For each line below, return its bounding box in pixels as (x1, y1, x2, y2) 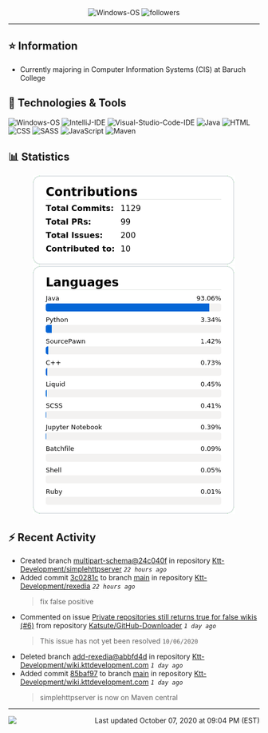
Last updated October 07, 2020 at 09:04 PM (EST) (94, 715, 260, 726)
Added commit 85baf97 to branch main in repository (19, 669, 193, 679)
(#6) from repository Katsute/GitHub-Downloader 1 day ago (19, 621, 217, 631)
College (19, 73, 46, 82)
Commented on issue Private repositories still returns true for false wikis (19, 612, 258, 622)
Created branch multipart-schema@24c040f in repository (19, 556, 211, 566)
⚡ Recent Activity (8, 531, 97, 544)
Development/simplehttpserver (19, 564, 122, 574)
